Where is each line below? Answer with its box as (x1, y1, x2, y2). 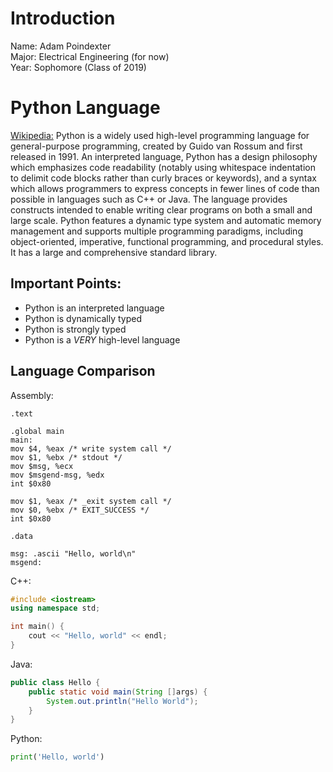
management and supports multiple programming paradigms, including (10, 225, 303, 237)
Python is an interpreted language (24, 302, 165, 314)
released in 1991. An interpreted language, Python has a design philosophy (10, 150, 318, 162)
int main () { (10, 622, 65, 632)
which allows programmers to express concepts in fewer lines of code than (10, 182, 320, 194)
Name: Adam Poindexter (10, 40, 112, 52)
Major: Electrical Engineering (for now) (10, 50, 170, 62)
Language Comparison (10, 363, 156, 380)
